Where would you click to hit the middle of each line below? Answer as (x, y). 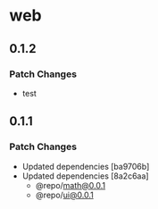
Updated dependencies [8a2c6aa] (85, 176)
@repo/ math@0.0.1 (70, 185)
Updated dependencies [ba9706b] (86, 166)
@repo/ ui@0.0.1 (64, 195)
